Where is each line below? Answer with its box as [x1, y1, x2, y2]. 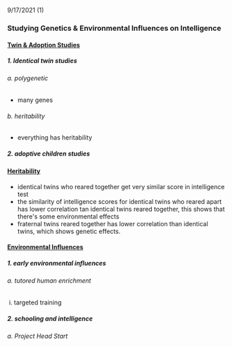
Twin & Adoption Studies [7, 40, 80, 49]
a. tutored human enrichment [7, 276, 92, 285]
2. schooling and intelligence [7, 314, 93, 323]
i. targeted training [8, 298, 62, 307]
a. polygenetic [7, 74, 49, 82]
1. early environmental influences [7, 259, 107, 267]
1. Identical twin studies [7, 57, 78, 65]
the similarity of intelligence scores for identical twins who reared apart [17, 197, 222, 205]
